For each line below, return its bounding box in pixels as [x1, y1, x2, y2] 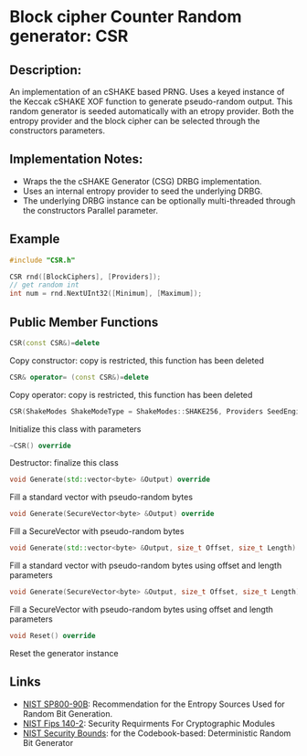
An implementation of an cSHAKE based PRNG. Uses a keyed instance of [9, 87, 285, 97]
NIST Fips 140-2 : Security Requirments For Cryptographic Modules [22, 718, 276, 729]
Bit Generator [22, 737, 74, 748]
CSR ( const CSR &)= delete [9, 338, 101, 348]
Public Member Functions [9, 314, 159, 330]
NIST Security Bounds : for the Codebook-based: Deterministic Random [22, 728, 291, 739]
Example [9, 231, 60, 247]
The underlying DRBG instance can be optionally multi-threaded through [22, 194, 296, 206]
